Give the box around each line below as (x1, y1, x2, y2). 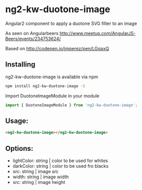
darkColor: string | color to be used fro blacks (12, 163, 108, 169)
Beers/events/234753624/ (5, 36, 61, 42)
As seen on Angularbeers (5, 30, 59, 36)
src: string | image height (12, 179, 65, 185)
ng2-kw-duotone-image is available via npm (5, 74, 98, 80)
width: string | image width (12, 174, 69, 180)
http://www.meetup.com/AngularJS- (59, 30, 136, 36)
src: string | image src (12, 169, 59, 174)
